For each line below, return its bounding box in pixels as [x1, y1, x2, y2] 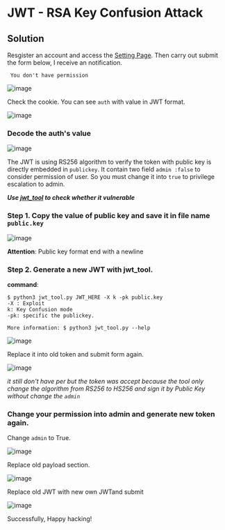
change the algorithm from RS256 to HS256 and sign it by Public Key [7, 384, 206, 393]
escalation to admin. [7, 180, 65, 189]
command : [7, 280, 40, 288]
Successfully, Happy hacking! [7, 515, 92, 523]
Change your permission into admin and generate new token [7, 409, 215, 419]
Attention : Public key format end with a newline [7, 247, 144, 256]
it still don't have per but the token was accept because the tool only [7, 377, 204, 385]
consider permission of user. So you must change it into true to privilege [7, 173, 215, 181]
